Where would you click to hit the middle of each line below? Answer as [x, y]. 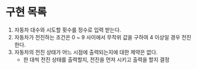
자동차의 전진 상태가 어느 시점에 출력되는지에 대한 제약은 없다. [86, 52]
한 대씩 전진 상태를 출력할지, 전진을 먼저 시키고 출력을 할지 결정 [96, 59]
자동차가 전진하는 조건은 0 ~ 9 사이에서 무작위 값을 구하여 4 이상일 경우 [97, 37]
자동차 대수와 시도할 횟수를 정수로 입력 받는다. [68, 30]
